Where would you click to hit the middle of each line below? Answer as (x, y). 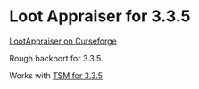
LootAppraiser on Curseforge (63, 41)
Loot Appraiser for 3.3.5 (100, 16)
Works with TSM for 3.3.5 (56, 75)
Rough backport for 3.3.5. (56, 58)
